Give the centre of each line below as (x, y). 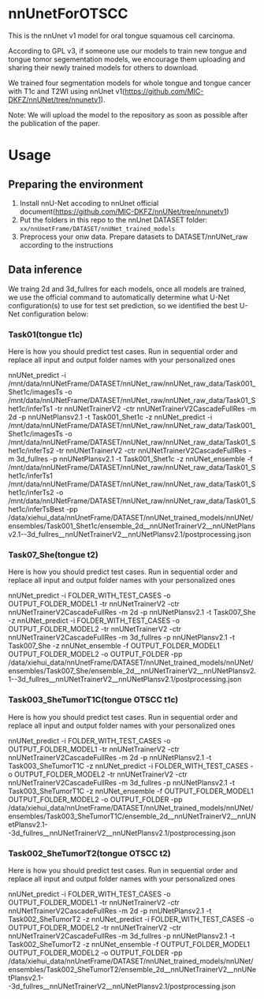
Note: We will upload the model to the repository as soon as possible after (128, 114)
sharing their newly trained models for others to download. (103, 67)
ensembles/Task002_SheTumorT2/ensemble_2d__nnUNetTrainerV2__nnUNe (132, 969)
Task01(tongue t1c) (45, 334)
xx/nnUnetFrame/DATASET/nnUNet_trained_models (97, 229)
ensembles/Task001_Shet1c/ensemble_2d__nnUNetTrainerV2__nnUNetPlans (132, 526)
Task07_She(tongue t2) (53, 554)
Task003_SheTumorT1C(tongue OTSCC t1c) (93, 700)
